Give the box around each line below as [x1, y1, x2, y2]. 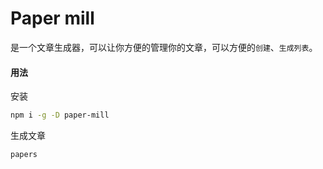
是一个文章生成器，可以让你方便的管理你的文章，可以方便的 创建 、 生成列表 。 [10, 41, 318, 53]
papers [10, 150, 38, 160]
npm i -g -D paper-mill [10, 110, 110, 121]
